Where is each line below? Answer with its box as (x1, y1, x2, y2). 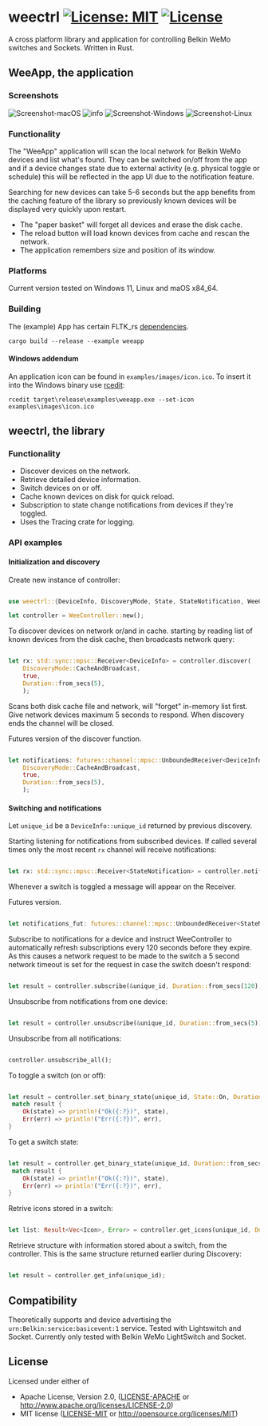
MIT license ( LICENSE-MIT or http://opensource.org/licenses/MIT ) (19, 1408, 238, 1418)
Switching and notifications (8, 803, 102, 813)
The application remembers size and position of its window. (19, 245, 216, 255)
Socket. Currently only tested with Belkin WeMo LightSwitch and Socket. (8, 1332, 247, 1341)
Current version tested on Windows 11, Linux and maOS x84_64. (8, 284, 219, 293)
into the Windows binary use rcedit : (8, 380, 125, 389)
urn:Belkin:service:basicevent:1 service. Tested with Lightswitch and (8, 1323, 242, 1332)
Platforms (8, 265, 48, 276)
